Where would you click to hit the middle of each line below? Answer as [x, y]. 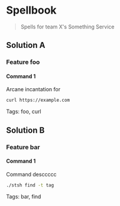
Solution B [25, 130]
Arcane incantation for [33, 89]
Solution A [26, 45]
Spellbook [32, 10]
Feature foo [23, 62]
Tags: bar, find [24, 197]
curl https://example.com [38, 100]
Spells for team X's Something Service [67, 27]
